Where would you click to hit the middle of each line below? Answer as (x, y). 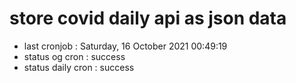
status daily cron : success (79, 67)
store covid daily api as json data (148, 18)
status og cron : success (74, 56)
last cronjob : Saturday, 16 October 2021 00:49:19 (125, 46)
